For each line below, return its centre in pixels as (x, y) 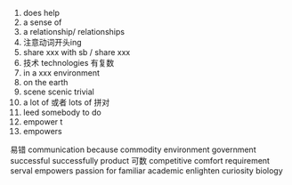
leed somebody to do (62, 112)
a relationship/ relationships (74, 32)
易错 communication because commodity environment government (133, 149)
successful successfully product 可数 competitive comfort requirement (140, 161)
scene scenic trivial (58, 92)
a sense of (42, 22)
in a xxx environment (61, 73)
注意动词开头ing (53, 42)
